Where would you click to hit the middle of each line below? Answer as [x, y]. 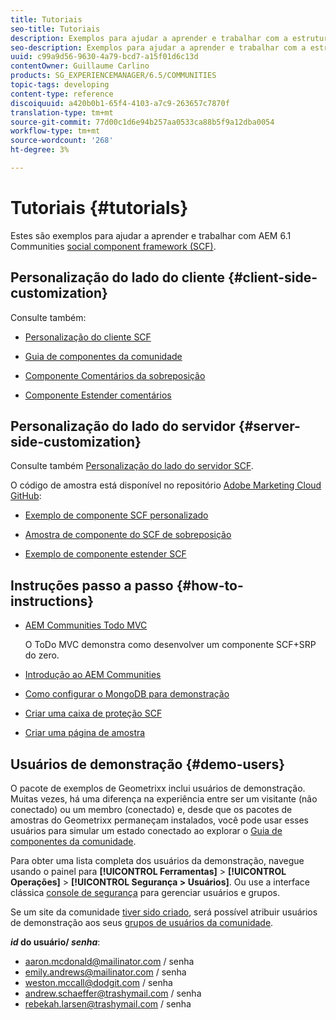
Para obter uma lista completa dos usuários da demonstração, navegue [157, 861]
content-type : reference [62, 94]
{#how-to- [210, 585]
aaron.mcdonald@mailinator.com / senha [109, 962]
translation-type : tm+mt [62, 112]
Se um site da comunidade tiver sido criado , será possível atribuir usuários [164, 912]
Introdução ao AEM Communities [93, 675]
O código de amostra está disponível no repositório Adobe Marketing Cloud [166, 485]
